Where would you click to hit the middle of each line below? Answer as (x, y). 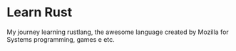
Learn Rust (40, 12)
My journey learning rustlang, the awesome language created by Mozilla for (118, 32)
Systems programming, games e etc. (61, 39)
